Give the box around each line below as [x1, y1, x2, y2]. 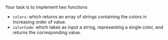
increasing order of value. [12, 19, 67, 25]
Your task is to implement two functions [5, 4, 88, 10]
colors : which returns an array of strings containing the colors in [12, 14, 147, 19]
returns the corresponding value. [12, 30, 81, 35]
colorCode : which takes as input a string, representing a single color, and [12, 24, 163, 30]
